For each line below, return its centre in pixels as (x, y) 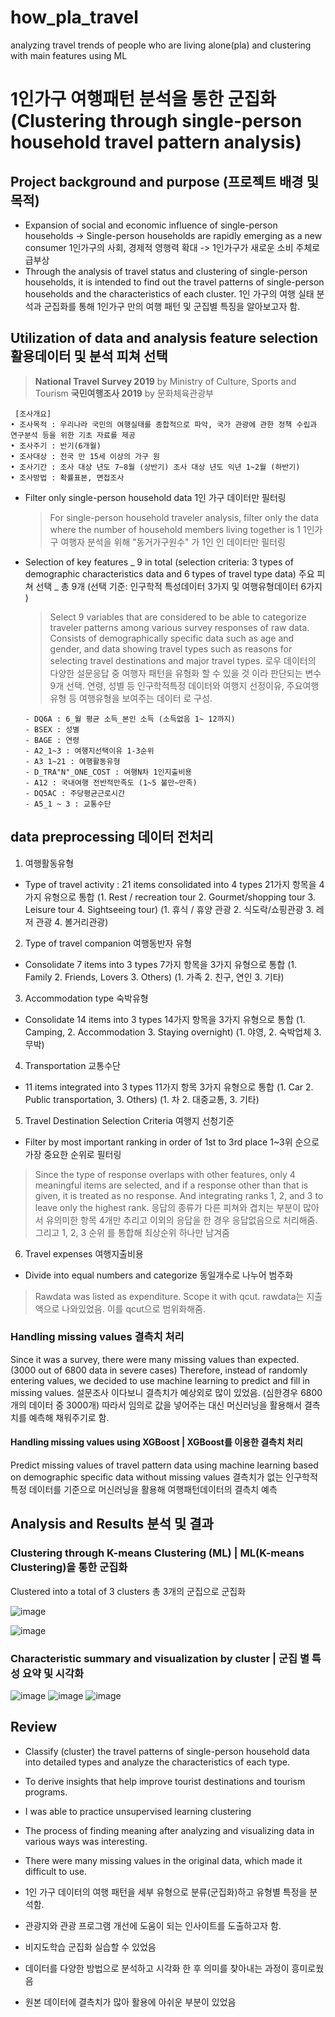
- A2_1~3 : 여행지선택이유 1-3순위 (89, 751)
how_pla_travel (74, 17)
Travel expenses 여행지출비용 (84, 1253)
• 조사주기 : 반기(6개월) (56, 446)
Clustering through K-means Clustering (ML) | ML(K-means (157, 1553)
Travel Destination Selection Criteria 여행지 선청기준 (129, 1120)
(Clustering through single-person (156, 121)
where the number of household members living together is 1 (175, 529)
